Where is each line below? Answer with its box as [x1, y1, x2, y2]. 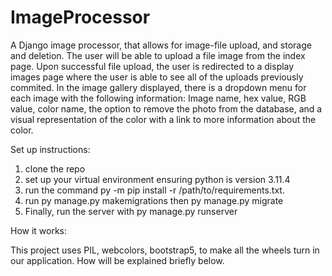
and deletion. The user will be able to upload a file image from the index [10, 49, 306, 61]
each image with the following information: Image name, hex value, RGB [10, 92, 307, 104]
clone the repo [24, 162, 86, 175]
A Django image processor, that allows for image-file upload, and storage [10, 39, 312, 51]
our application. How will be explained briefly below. [10, 254, 225, 266]
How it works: [10, 224, 68, 236]
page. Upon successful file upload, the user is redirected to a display [10, 60, 295, 72]
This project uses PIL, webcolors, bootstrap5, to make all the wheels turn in [10, 244, 320, 256]
